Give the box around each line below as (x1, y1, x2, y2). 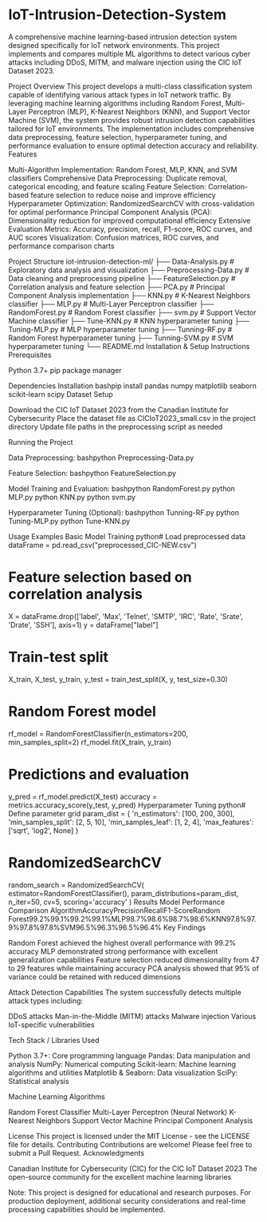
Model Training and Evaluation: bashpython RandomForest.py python (8, 483, 235, 493)
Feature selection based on (8, 569, 193, 586)
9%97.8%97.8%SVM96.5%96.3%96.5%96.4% (8, 922, 162, 932)
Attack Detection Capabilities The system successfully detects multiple (8, 987, 241, 997)
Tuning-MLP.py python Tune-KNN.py (8, 516, 131, 526)
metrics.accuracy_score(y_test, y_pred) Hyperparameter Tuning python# (8, 800, 246, 810)
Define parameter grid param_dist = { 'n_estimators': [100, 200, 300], (8, 808, 235, 818)
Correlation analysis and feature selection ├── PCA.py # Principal (8, 282, 226, 292)
